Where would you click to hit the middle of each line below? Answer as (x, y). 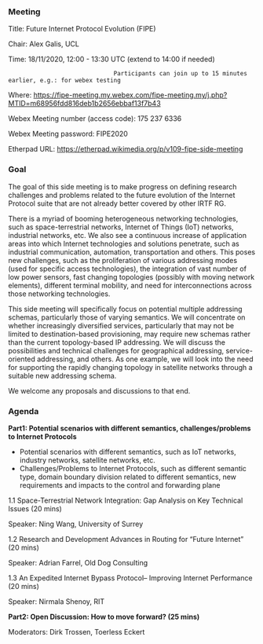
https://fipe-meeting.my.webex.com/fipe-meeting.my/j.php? (130, 95)
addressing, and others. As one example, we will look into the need (145, 359)
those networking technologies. (59, 294)
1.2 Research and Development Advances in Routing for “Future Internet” (126, 539)
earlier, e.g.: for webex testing (65, 81)
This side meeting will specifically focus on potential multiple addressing (125, 309)
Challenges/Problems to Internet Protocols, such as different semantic (133, 468)
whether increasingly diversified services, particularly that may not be (121, 325)
